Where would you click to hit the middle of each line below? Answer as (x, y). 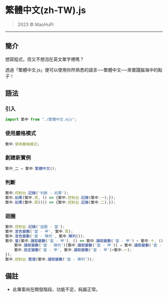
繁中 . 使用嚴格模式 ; (22, 144)
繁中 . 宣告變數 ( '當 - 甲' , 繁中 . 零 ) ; (39, 231)
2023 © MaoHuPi (35, 24)
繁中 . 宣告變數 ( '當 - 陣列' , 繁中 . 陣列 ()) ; (45, 236)
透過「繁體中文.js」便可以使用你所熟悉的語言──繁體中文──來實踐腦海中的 (82, 70)
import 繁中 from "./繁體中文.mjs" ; (41, 120)
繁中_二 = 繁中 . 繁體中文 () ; (31, 168)
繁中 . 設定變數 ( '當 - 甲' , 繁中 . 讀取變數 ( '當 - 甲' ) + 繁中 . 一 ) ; (73, 250)
